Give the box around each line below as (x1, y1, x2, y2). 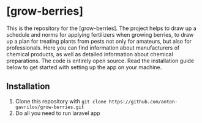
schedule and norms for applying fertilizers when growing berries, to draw (6, 31, 194, 38)
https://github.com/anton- (109, 99, 178, 105)
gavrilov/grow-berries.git (15, 104, 84, 110)
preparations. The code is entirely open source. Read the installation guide (6, 57, 195, 64)
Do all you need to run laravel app (15, 109, 100, 117)
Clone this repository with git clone (15, 97, 107, 105)
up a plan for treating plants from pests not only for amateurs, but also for (6, 37, 192, 45)
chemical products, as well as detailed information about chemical (6, 50, 173, 58)
